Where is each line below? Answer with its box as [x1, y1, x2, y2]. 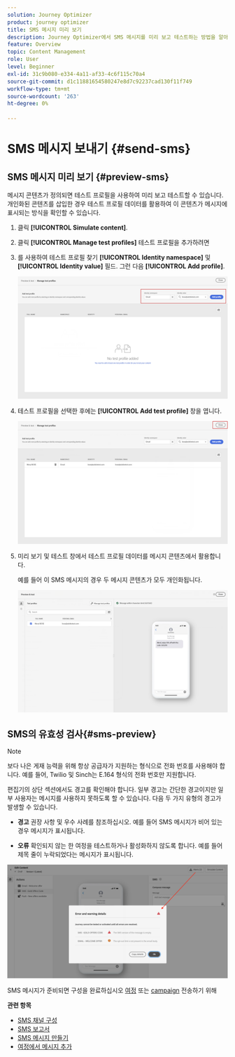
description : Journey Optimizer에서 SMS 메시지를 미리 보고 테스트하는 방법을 [7, 34, 216, 41]
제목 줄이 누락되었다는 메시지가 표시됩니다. [17, 850, 134, 859]
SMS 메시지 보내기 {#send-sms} [7, 141, 191, 157]
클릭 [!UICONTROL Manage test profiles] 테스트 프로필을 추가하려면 [17, 239, 210, 246]
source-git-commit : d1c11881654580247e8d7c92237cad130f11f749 [7, 78, 192, 85]
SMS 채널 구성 [17, 1016, 57, 1025]
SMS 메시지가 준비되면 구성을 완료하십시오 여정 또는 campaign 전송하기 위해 [7, 986, 217, 995]
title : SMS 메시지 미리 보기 [7, 26, 82, 33]
